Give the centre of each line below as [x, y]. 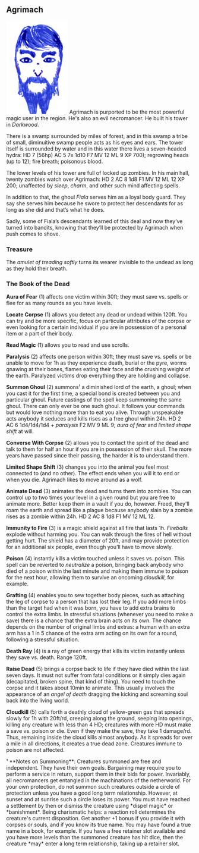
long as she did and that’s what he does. [56, 209]
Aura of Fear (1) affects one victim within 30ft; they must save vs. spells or [97, 297]
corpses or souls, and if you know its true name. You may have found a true [99, 825]
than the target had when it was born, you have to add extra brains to [91, 608]
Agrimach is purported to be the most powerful [127, 112]
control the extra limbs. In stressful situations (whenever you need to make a [100, 614]
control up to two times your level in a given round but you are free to [91, 498]
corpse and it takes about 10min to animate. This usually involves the [90, 688]
